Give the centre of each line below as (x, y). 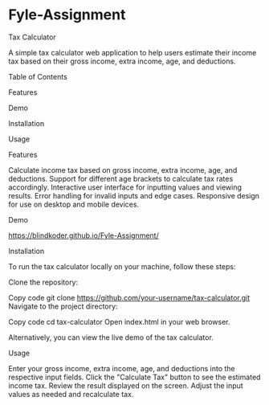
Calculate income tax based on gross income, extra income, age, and (123, 170)
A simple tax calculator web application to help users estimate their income (132, 52)
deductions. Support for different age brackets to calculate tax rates (121, 178)
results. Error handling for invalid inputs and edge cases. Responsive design (134, 195)
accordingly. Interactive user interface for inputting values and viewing (125, 187)
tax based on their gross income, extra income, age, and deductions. (122, 61)
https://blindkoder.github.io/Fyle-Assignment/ (84, 235)
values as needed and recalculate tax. (71, 394)
